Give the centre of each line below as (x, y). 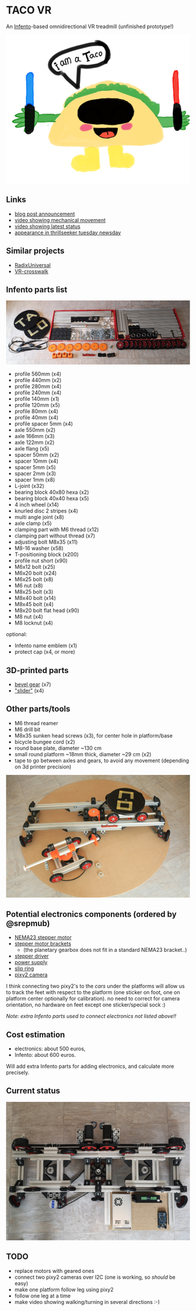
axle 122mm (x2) (34, 442)
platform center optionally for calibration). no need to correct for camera (93, 999)
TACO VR (29, 10)
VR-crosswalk (31, 271)
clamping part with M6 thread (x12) (57, 530)
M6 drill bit (27, 729)
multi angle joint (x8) (39, 517)
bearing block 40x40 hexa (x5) (52, 499)
